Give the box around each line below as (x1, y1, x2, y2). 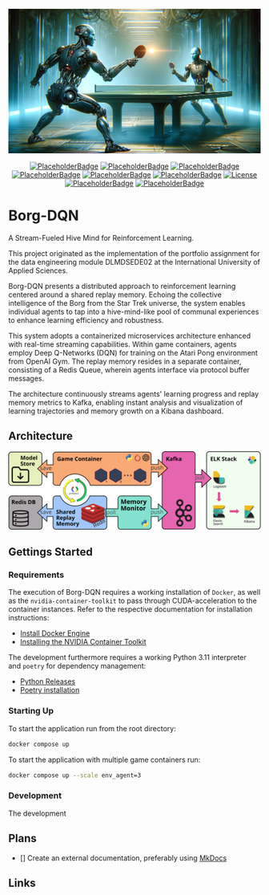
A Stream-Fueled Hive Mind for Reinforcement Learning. (8, 233, 195, 242)
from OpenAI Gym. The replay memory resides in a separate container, (8, 356, 242, 366)
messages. (8, 373, 45, 383)
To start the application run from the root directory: (8, 723, 176, 733)
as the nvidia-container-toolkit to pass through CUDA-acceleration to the (8, 596, 258, 606)
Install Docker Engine (19, 629, 90, 638)
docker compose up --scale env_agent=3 (8, 771, 142, 779)
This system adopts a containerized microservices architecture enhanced (8, 331, 251, 340)
